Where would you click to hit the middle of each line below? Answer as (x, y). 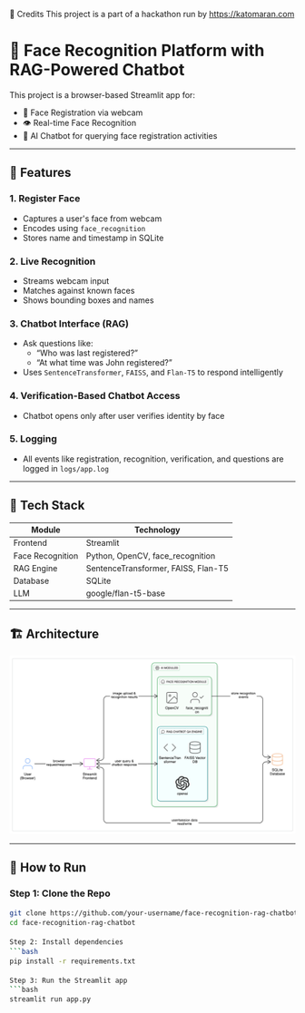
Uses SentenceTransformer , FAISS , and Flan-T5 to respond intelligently (153, 373)
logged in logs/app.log (65, 468)
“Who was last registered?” (87, 353)
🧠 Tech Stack (47, 506)
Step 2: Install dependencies (67, 942)
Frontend (30, 543)
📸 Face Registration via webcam (83, 112)
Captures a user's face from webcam (92, 219)
